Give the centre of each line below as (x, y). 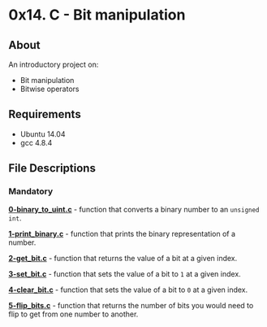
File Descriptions (52, 168)
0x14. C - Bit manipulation (97, 15)
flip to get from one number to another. (73, 314)
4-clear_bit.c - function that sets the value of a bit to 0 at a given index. (128, 290)
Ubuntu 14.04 (43, 134)
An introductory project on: (54, 64)
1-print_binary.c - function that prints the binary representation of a (122, 233)
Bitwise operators (50, 89)
